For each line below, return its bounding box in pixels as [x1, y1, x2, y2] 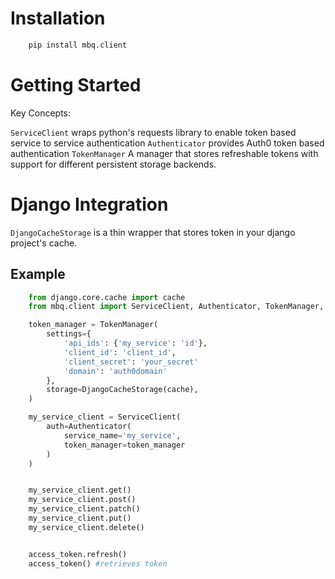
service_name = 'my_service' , [63, 430, 182, 441]
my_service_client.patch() [28, 504, 141, 514]
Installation [10, 7, 106, 30]
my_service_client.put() [28, 513, 132, 523]
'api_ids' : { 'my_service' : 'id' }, [63, 338, 208, 348]
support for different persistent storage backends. [10, 158, 217, 170]
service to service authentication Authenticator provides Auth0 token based [10, 137, 325, 149]
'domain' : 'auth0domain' [63, 366, 168, 376]
